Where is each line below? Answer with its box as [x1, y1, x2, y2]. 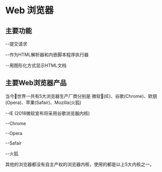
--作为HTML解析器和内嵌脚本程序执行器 [5, 52, 89, 57]
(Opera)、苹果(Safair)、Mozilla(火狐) [5, 99, 82, 106]
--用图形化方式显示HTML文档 [5, 62, 67, 68]
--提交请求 [5, 41, 27, 47]
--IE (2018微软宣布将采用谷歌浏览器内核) [5, 110, 90, 116]
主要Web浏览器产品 [5, 79, 67, 87]
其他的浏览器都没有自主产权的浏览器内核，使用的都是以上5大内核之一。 [5, 161, 154, 167]
